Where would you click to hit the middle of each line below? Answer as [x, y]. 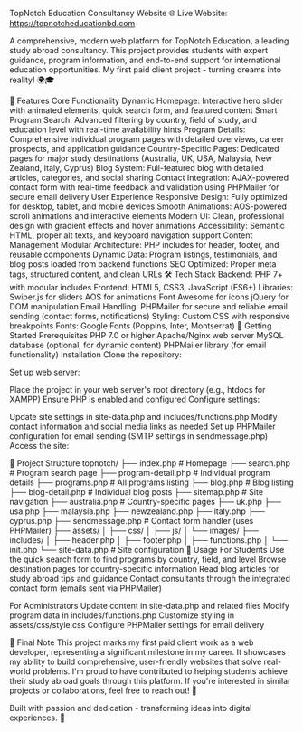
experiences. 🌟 [38, 718]
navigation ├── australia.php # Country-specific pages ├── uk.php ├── [146, 502]
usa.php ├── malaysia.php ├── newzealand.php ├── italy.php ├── [137, 511]
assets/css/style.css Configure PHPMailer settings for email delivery [137, 625]
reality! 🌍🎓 [32, 80]
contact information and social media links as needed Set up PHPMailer [142, 426]
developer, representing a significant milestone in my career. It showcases [148, 652]
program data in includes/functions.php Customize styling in [122, 615]
